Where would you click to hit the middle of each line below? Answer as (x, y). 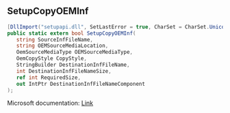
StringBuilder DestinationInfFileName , (73, 65)
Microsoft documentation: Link (50, 103)
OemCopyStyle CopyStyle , (52, 59)
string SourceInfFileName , (55, 39)
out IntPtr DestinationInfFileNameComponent (81, 84)
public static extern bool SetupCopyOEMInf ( (72, 33)
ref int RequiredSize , (48, 78)
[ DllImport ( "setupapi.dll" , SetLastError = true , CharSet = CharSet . (108, 27)
